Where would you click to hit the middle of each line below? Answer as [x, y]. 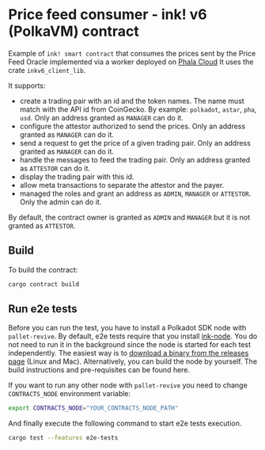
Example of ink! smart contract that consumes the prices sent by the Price [132, 53]
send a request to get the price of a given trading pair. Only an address [135, 143]
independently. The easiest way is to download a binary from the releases [129, 353]
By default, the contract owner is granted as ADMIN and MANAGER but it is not [129, 217]
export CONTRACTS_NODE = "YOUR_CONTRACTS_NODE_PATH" [93, 408]
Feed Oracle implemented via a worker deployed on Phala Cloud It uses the [131, 62]
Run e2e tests [43, 309]
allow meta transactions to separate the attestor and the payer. [122, 185]
